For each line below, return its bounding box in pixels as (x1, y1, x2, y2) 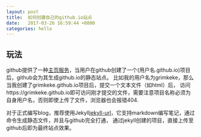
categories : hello (6, 25, 52, 32)
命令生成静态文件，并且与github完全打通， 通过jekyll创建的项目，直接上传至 (6, 117, 194, 124)
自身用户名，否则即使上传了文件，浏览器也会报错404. (6, 97, 139, 104)
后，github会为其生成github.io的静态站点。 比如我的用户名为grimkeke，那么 (6, 74, 194, 81)
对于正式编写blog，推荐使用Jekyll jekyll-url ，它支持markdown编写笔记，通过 (6, 109, 195, 117)
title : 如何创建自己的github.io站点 (6, 14, 92, 20)
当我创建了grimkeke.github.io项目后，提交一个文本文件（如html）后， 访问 (6, 82, 191, 89)
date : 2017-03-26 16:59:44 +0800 (6, 20, 95, 26)
